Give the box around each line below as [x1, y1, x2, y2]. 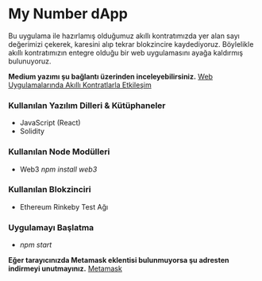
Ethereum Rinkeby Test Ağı [19, 202, 109, 211]
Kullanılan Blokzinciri [8, 184, 91, 195]
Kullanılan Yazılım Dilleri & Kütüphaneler [8, 100, 166, 111]
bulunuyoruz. [8, 56, 52, 66]
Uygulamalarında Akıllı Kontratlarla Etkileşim [8, 80, 152, 90]
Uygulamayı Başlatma [8, 221, 94, 233]
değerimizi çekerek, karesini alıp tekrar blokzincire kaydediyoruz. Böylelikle [8, 39, 254, 48]
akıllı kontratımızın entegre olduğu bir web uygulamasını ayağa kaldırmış [8, 48, 244, 57]
